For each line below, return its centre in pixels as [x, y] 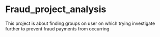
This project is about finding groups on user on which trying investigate [80, 23]
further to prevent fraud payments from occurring [57, 28]
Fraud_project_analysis [56, 9]
